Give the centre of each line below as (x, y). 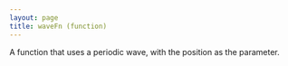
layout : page (34, 18)
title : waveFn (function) (58, 26)
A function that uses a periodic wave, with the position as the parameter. (144, 52)
